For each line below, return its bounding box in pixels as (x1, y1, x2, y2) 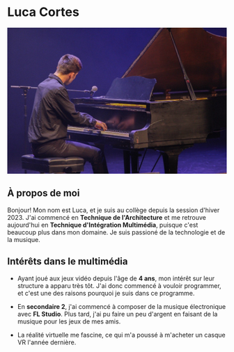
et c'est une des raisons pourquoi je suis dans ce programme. (17, 289, 195, 297)
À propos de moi (7, 187, 80, 199)
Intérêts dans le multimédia (7, 255, 128, 268)
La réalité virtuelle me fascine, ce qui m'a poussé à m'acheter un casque (17, 330, 226, 339)
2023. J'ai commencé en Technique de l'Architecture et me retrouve (7, 213, 207, 221)
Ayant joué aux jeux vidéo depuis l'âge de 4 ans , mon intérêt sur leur (17, 274, 214, 282)
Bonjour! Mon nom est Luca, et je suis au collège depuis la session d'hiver (7, 206, 220, 214)
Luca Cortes (7, 4, 80, 20)
